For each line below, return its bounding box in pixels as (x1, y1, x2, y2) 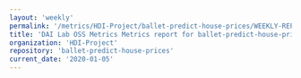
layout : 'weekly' (9, 13, 74, 22)
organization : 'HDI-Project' (9, 38, 118, 48)
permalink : (9, 22, 50, 30)
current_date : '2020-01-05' (9, 55, 115, 64)
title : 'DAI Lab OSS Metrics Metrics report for (9, 30, 194, 39)
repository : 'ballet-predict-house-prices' (9, 47, 175, 56)
